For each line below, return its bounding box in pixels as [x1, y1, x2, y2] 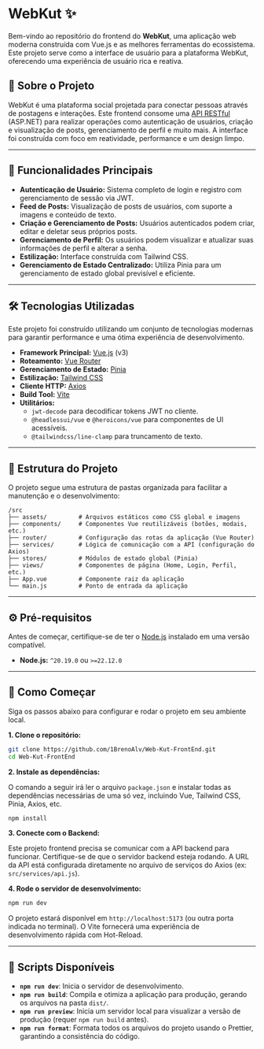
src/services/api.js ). [8, 869, 80, 878]
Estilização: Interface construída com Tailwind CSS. [19, 251, 189, 261]
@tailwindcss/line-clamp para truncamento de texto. [31, 432, 203, 441]
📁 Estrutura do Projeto [8, 461, 118, 475]
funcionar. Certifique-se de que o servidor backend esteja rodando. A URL [8, 852, 250, 862]
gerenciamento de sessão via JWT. [19, 193, 134, 202]
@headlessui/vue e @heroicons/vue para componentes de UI [31, 415, 224, 424]
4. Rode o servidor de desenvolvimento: [8, 884, 141, 894]
